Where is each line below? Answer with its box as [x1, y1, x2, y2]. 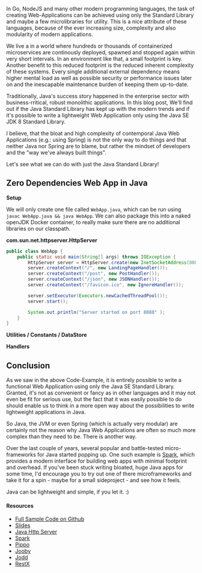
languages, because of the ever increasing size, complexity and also [6, 24, 176, 31]
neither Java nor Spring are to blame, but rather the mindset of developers [6, 143, 191, 149]
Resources [6, 502, 34, 509]
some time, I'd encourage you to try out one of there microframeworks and [6, 470, 192, 478]
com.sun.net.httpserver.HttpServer [6, 236, 98, 243]
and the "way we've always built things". [6, 149, 106, 156]
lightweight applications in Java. [6, 409, 86, 416]
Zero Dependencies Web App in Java [6, 178, 148, 189]
